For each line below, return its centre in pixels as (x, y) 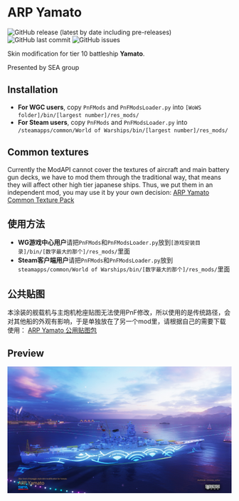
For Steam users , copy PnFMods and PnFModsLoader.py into (102, 122)
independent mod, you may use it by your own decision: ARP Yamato (108, 192)
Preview (26, 353)
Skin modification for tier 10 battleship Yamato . (76, 54)
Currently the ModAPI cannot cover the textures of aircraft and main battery (118, 169)
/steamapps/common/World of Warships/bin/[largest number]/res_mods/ (123, 130)
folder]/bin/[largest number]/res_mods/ (78, 115)
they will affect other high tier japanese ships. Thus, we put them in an (110, 184)
